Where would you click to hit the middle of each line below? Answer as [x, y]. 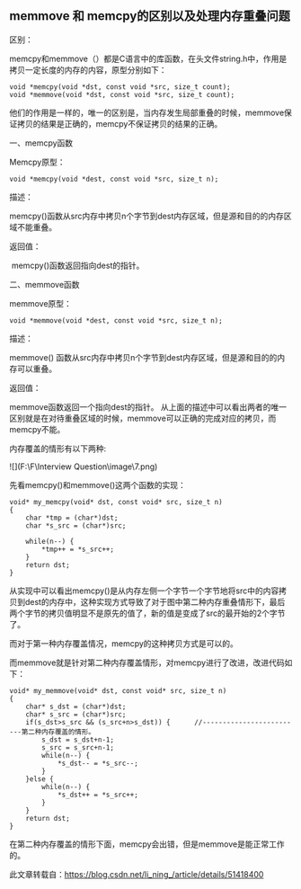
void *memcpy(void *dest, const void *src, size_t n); [114, 179]
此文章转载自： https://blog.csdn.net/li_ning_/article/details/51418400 [137, 874]
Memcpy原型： [37, 162]
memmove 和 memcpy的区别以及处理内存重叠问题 [150, 16]
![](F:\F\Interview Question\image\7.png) [84, 467]
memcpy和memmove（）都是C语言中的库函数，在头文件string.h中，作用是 [148, 58]
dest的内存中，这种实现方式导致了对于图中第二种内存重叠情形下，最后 [155, 601]
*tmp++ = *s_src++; [78, 549]
